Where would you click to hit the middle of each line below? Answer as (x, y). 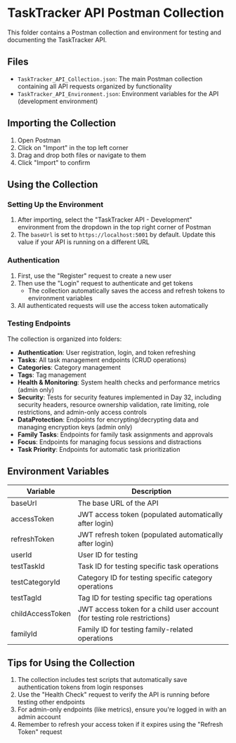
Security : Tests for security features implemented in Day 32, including (119, 397)
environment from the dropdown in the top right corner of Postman (114, 227)
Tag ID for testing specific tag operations (145, 598)
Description (151, 491)
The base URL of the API (118, 503)
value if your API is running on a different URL (83, 242)
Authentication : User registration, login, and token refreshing (106, 352)
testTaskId (28, 566)
